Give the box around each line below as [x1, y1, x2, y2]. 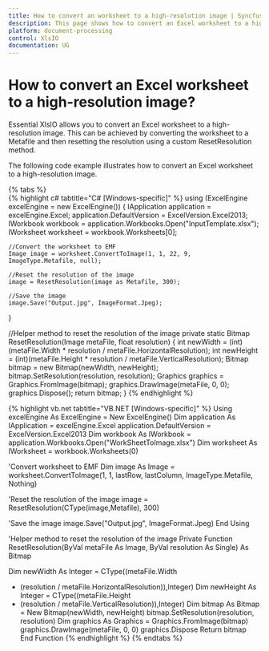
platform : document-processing [8, 26, 113, 34]
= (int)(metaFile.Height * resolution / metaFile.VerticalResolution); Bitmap [8, 354, 249, 364]
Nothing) [8, 479, 38, 489]
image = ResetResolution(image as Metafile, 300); [8, 278, 181, 286]
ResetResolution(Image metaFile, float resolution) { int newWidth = [8, 338, 228, 347]
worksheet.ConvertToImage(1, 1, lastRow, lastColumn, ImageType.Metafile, [8, 471, 254, 480]
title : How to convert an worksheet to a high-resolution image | [8, 11, 235, 20]
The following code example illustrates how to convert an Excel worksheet [8, 161, 254, 171]
